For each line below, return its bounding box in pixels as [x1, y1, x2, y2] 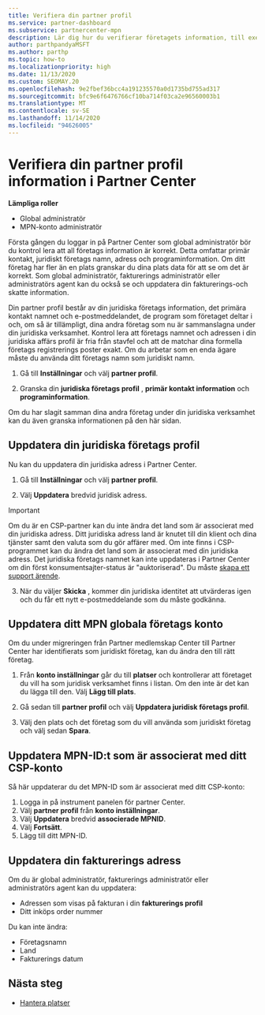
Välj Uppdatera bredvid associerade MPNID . [19, 814, 166, 824]
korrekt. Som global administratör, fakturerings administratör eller [8, 271, 221, 280]
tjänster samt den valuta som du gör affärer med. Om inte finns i [8, 537, 216, 547]
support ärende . [8, 571, 61, 580]
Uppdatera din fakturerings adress [8, 853, 181, 868]
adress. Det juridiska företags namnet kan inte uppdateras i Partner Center [8, 554, 250, 564]
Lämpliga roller [8, 198, 59, 207]
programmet [8, 546, 49, 555]
